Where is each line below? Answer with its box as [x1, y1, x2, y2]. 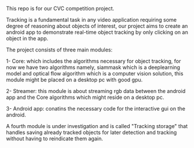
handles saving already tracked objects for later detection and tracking [6, 129, 177, 136]
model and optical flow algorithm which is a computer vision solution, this [6, 70, 183, 77]
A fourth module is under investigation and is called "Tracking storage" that [6, 123, 188, 129]
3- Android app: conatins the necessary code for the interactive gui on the [6, 105, 186, 112]
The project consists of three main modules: [6, 46, 113, 53]
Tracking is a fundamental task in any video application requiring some [6, 16, 177, 23]
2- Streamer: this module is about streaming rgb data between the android [6, 88, 186, 94]
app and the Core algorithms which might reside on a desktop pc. [6, 94, 164, 101]
